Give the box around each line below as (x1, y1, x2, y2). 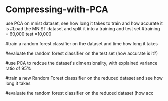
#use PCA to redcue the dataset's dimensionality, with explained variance (5, 60, 158, 66)
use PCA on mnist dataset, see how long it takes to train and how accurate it (5, 20, 163, 26)
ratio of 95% (5, 65, 31, 71)
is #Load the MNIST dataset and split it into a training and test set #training (5, 25, 160, 31)
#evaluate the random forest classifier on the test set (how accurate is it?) (5, 50, 158, 56)
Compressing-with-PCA (5, 4, 108, 15)
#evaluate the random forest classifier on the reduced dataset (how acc (5, 90, 154, 96)
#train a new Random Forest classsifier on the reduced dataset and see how (5, 75, 163, 81)
